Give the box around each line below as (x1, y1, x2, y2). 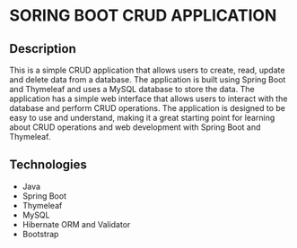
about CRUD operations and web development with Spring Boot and (9, 122, 261, 133)
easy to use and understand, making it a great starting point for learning (9, 113, 275, 123)
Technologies (9, 158, 88, 173)
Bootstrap (22, 228, 59, 239)
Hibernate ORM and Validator (22, 218, 131, 229)
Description (9, 41, 76, 56)
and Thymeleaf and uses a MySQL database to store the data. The (9, 84, 255, 94)
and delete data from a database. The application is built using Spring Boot (9, 74, 286, 85)
